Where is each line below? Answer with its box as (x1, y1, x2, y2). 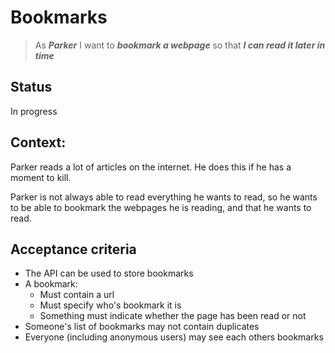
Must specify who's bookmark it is (39, 299, 182, 311)
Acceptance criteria (10, 241, 137, 258)
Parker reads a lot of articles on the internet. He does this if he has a (10, 161, 292, 173)
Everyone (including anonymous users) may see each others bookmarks (24, 331, 324, 343)
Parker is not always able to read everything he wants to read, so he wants (10, 191, 318, 203)
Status (10, 79, 53, 96)
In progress (10, 105, 58, 117)
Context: (10, 134, 67, 151)
